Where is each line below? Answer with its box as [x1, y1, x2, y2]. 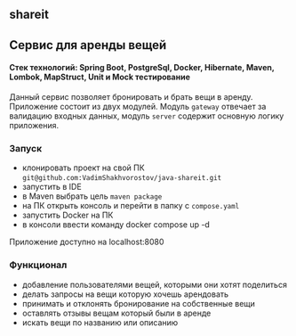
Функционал [9, 258, 68, 271]
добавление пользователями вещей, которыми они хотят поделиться [21, 279, 287, 290]
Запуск [9, 142, 43, 154]
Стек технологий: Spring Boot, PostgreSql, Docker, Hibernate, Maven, [9, 62, 275, 73]
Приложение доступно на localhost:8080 [9, 236, 164, 248]
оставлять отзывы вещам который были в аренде [21, 307, 212, 318]
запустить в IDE [21, 182, 82, 193]
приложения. [9, 119, 60, 130]
